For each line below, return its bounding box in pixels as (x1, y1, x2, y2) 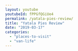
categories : (5, 30, 29, 34)
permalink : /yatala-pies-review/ (5, 16, 74, 21)
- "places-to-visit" (9, 34, 52, 39)
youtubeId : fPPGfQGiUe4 (5, 12, 54, 17)
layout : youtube (5, 7, 38, 12)
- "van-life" (9, 39, 36, 44)
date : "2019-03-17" (5, 25, 45, 30)
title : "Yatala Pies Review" (5, 20, 65, 26)
